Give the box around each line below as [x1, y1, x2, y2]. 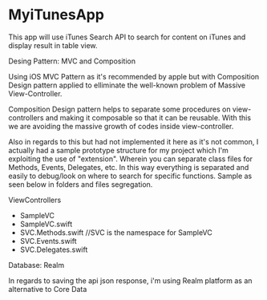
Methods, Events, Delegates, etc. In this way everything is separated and [8, 162, 249, 172]
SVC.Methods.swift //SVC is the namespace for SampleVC [19, 227, 212, 237]
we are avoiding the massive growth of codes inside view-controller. [8, 121, 234, 131]
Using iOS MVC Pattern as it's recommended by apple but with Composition [8, 71, 260, 81]
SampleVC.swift [19, 219, 73, 229]
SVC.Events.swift [19, 236, 78, 245]
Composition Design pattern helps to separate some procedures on [8, 104, 231, 114]
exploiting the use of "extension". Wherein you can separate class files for [8, 154, 253, 164]
